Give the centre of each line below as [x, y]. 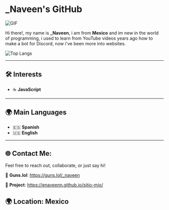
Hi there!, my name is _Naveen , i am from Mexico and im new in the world [82, 33]
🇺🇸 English [25, 133]
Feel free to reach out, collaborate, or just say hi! [55, 166]
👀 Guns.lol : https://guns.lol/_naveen [43, 175]
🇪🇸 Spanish [26, 127]
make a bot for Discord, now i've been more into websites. [66, 43]
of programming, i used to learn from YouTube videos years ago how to [79, 38]
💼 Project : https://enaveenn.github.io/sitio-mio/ [54, 185]
